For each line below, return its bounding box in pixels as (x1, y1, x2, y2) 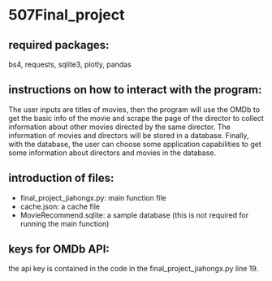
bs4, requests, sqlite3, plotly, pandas (8, 59, 132, 69)
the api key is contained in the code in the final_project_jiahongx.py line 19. (8, 264, 259, 274)
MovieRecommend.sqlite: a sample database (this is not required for (19, 210, 249, 220)
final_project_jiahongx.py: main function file (19, 192, 166, 202)
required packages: (8, 38, 110, 52)
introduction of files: (8, 171, 114, 185)
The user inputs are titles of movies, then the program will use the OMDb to (8, 104, 261, 115)
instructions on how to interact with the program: (8, 83, 262, 97)
